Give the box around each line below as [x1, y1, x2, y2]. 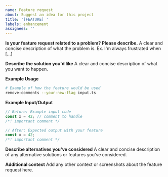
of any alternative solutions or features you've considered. [5, 152, 128, 158]
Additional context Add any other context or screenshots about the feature [5, 161, 162, 167]
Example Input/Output [5, 99, 53, 105]
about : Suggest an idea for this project [5, 12, 94, 17]
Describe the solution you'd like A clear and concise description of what [5, 61, 158, 67]
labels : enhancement [5, 21, 49, 27]
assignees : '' [5, 26, 35, 31]
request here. [5, 167, 33, 173]
